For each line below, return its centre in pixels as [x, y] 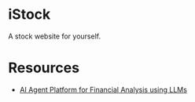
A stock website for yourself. [54, 36]
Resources [44, 68]
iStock [29, 15]
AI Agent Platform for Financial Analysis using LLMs [103, 89]
